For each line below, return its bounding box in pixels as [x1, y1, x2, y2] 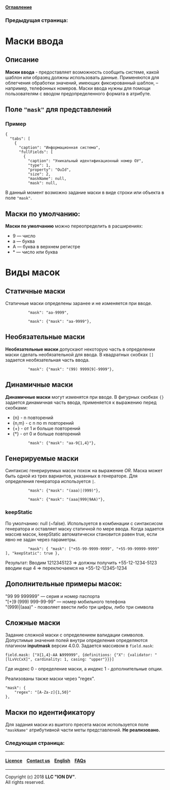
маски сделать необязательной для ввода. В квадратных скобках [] [5, 351, 154, 357]
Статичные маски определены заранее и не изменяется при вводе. [5, 300, 152, 307]
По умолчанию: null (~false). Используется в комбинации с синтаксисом [5, 520, 163, 526]
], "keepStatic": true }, [5, 550, 60, 556]
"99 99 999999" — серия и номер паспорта [5, 593, 100, 599]
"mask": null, [27, 180, 58, 186]
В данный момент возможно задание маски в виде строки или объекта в [5, 190, 164, 196]
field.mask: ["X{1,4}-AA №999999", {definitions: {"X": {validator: [5, 653, 153, 658]
